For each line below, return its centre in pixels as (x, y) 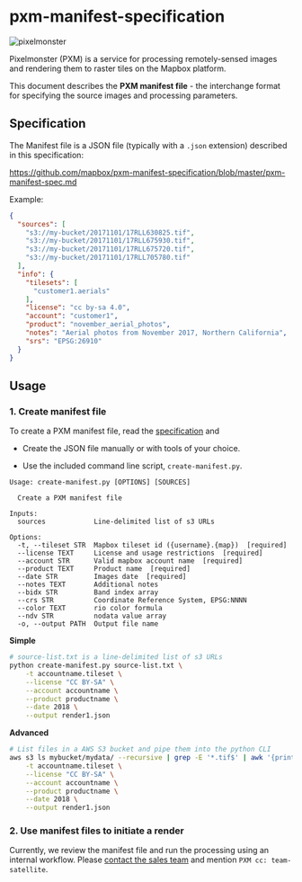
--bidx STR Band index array (88, 592)
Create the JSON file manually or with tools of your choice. (131, 449)
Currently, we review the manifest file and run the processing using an (139, 851)
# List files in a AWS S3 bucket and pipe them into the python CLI (140, 749)
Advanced (29, 733)
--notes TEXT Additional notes (88, 585)
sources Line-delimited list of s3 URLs (116, 522)
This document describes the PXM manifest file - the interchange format (145, 85)
